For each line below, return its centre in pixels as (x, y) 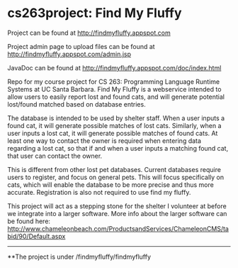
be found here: (29, 221)
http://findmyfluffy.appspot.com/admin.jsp (69, 54)
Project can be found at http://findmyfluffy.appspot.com (89, 33)
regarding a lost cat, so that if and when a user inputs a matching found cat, (118, 148)
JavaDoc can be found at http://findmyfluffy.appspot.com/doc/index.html (114, 68)
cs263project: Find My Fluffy (95, 13)
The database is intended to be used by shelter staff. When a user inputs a (116, 118)
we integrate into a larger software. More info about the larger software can (117, 213)
